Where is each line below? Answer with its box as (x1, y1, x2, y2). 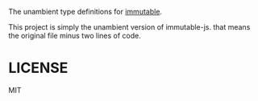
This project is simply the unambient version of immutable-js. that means (8, 22, 251, 31)
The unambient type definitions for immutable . (8, 7, 163, 16)
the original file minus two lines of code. (8, 31, 141, 40)
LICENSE (8, 59, 69, 77)
